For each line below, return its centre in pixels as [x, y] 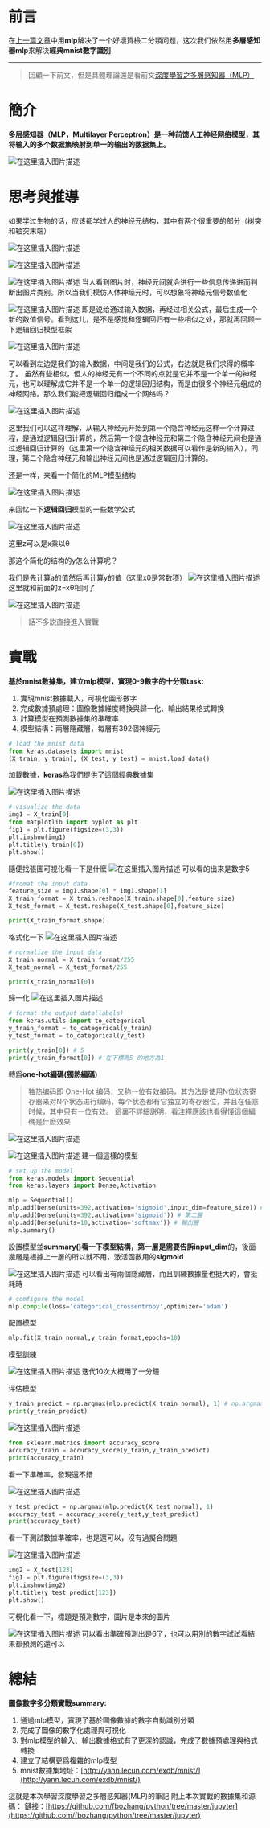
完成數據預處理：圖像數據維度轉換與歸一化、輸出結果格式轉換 [122, 708]
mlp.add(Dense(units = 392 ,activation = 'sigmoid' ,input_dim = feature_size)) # [136, 1208]
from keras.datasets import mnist [66, 751]
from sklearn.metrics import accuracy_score [84, 1443]
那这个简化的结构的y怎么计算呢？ [63, 561]
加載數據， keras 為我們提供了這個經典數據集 [81, 775]
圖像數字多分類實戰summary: [57, 1703]
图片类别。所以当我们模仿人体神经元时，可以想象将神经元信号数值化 [135, 292]
